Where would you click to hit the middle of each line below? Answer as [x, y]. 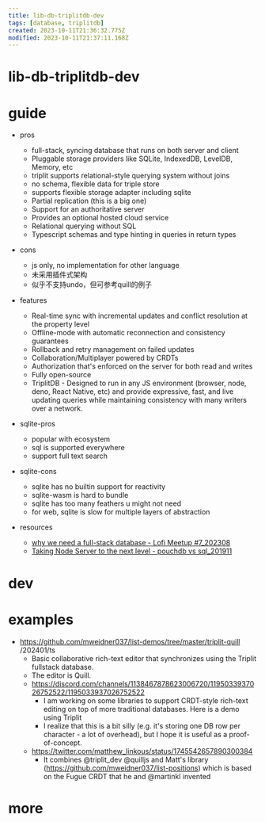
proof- [240, 734]
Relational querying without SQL [84, 226]
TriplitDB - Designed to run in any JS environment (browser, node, [139, 383]
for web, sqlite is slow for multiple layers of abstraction [121, 512]
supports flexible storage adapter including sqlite [111, 193]
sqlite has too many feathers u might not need [106, 503]
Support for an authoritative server [88, 209]
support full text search [70, 456]
